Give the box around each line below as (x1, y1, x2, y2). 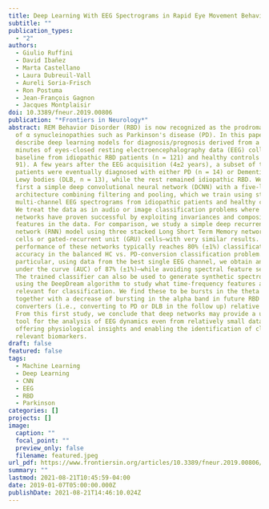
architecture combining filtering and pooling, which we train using (15, 190, 252, 199)
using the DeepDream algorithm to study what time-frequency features (15, 280, 256, 289)
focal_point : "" (15, 436, 70, 445)
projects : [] (8, 414, 52, 422)
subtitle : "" (8, 19, 52, 27)
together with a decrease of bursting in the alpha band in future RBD (15, 295, 260, 303)
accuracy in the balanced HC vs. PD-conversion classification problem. (15, 250, 263, 258)
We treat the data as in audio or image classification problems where (15, 205, 260, 213)
